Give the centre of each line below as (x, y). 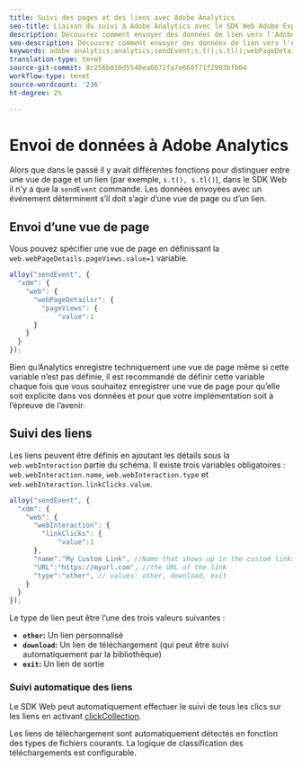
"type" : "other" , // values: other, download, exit (130, 575)
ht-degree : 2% (36, 93)
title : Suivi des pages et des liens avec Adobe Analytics (122, 18)
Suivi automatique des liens (71, 687)
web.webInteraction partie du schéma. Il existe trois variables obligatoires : (147, 465)
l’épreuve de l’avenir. (47, 405)
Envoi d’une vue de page (80, 227)
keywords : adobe (40, 51)
